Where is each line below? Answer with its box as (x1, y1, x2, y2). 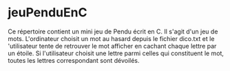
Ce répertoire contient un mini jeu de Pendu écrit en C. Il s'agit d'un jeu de (8, 27, 218, 35)
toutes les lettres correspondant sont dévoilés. (8, 56, 140, 64)
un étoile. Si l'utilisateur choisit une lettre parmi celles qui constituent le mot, (8, 49, 224, 57)
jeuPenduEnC (8, 5, 87, 20)
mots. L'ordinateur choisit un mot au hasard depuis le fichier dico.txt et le (8, 34, 215, 42)
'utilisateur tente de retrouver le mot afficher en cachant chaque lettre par (8, 42, 217, 50)
